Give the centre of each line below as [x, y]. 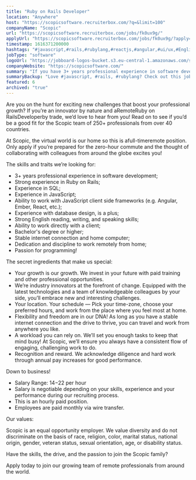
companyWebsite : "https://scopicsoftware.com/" [65, 66]
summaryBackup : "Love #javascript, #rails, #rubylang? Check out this [94, 77]
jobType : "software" [31, 55]
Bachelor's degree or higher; [49, 231]
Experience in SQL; [38, 188]
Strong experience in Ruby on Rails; [57, 181]
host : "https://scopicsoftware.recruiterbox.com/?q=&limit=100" [86, 22]
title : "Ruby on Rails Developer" [48, 11]
